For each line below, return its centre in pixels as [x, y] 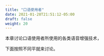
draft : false [19, 19]
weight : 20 [16, 24]
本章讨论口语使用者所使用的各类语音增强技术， [53, 38]
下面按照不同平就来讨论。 [31, 49]
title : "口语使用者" [24, 10]
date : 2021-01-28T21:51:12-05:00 [40, 14]
